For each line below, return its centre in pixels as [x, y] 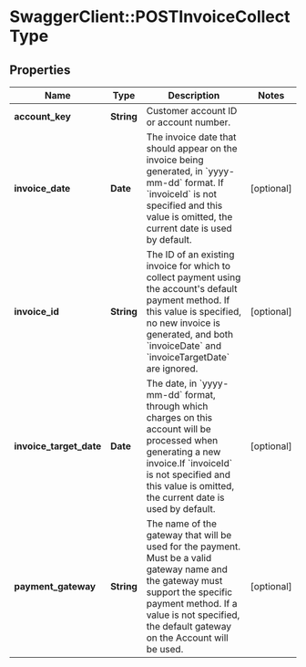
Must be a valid [179, 558]
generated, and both [190, 334]
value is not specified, [193, 615]
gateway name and [187, 569]
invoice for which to [188, 266]
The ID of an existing [190, 255]
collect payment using [194, 277]
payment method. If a [192, 604]
